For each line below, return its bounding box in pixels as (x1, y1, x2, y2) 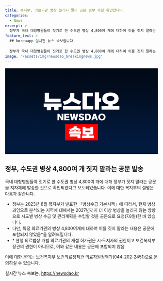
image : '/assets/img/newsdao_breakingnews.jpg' (5, 54, 103, 59)
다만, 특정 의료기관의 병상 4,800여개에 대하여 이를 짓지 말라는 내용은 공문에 (12, 225, 155, 231)
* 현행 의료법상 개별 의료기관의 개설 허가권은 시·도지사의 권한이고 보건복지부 (12, 237, 156, 243)
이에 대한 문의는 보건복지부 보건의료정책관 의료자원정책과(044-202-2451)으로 (5, 254, 153, 260)
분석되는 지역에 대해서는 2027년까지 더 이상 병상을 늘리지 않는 (29, 207, 147, 213)
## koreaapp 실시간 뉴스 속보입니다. (9, 39, 76, 44)
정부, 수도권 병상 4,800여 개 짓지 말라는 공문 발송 (5, 165, 144, 173)
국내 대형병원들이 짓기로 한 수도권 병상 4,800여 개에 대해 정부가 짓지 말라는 (5, 179, 147, 184)
